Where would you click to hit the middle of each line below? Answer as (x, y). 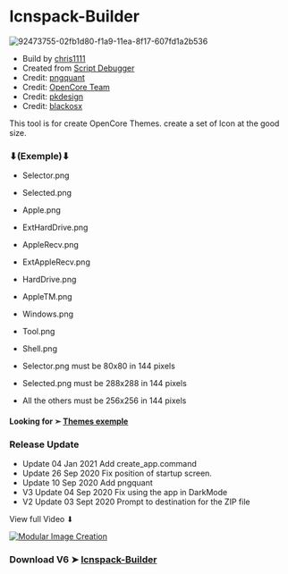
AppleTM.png (47, 297)
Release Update (44, 444)
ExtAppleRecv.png (56, 262)
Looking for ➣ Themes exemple (69, 421)
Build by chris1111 (54, 58)
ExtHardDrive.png (55, 228)
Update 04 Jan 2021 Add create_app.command (109, 464)
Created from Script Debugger (78, 68)
